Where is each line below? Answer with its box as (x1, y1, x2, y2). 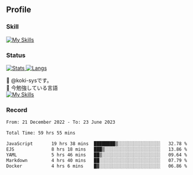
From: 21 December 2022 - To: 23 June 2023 (6, 119, 116, 126)
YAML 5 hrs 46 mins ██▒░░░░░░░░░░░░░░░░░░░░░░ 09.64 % (6, 152, 187, 158)
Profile (6, 5, 31, 15)
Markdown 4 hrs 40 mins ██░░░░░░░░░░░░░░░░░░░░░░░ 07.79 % (6, 157, 187, 163)
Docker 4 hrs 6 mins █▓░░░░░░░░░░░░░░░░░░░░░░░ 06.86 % (6, 163, 187, 169)
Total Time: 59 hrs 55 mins (6, 130, 76, 136)
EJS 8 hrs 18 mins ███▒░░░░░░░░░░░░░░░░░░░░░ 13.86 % (6, 146, 187, 152)
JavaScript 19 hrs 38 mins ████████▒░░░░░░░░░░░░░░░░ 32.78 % (6, 141, 187, 147)
